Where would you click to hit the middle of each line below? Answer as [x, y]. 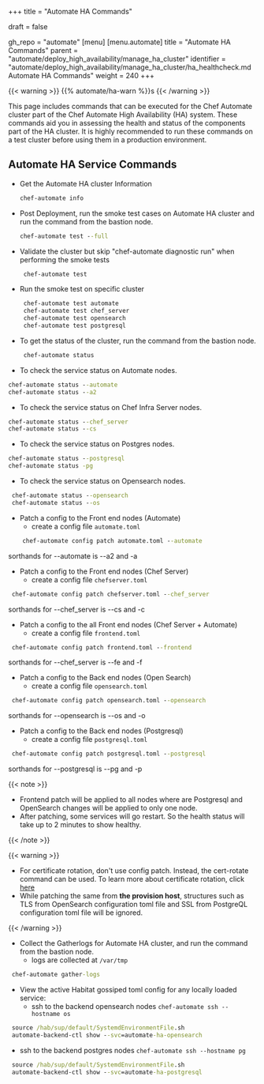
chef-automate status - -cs [52, 429]
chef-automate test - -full [64, 236]
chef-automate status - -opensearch [70, 496]
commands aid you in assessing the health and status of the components [127, 123]
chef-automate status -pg [50, 466]
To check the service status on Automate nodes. [98, 370]
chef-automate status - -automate [63, 385]
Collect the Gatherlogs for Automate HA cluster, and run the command [134, 943]
